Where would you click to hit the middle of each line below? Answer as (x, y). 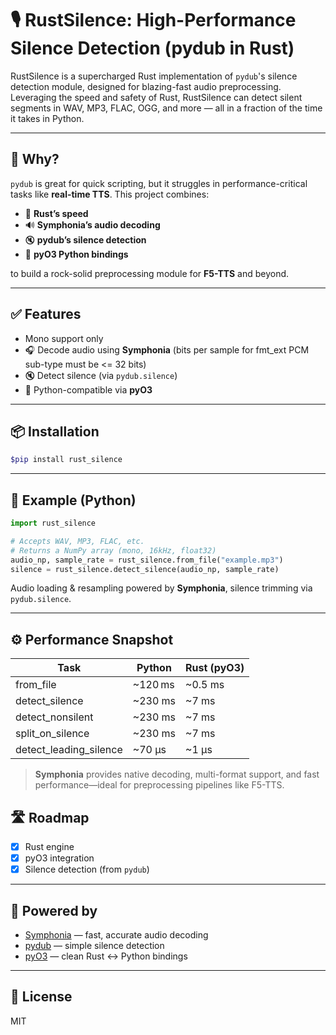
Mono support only (64, 338)
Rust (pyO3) (215, 668)
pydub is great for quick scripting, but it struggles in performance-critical (159, 183)
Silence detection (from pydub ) (87, 869)
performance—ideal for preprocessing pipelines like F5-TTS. (159, 785)
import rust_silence (53, 523)
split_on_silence (52, 734)
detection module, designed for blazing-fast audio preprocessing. (146, 86)
